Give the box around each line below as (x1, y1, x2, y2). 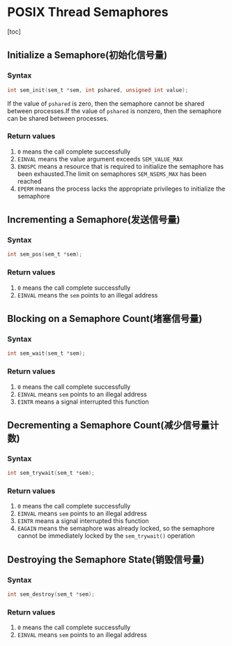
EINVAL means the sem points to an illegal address (17, 291, 158, 299)
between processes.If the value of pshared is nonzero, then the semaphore (7, 106, 222, 115)
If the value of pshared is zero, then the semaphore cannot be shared (7, 99, 205, 108)
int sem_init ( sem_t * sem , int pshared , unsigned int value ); (7, 87, 189, 94)
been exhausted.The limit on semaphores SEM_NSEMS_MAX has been (17, 169, 207, 178)
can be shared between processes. (7, 114, 109, 122)
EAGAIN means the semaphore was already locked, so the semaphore (17, 524, 215, 533)
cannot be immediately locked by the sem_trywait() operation (17, 531, 195, 540)
